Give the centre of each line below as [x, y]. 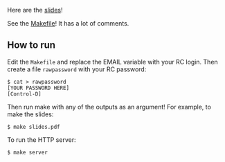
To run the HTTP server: [42, 139]
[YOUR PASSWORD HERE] [38, 88]
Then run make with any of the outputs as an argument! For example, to [109, 107]
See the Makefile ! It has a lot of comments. [68, 23]
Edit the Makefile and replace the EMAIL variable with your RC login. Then [112, 62]
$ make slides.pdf [34, 127]
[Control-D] [24, 94]
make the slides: [30, 114]
